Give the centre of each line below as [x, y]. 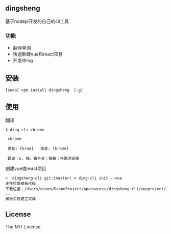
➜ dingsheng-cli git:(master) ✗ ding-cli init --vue [64, 178]
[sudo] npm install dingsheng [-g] [44, 90]
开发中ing [23, 61]
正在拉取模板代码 [21, 183]
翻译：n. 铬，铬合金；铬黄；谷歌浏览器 [43, 158]
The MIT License [23, 226]
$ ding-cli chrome [25, 130]
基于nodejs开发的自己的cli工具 [37, 21]
